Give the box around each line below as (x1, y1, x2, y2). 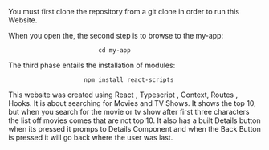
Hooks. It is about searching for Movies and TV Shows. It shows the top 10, (8, 99, 257, 107)
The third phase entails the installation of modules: (8, 60, 176, 70)
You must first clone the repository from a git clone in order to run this (8, 7, 239, 16)
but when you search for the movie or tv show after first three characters (8, 107, 250, 116)
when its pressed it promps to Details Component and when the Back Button (8, 124, 261, 133)
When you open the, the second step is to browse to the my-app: (8, 31, 223, 40)
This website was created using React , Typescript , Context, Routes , (8, 90, 238, 99)
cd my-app (97, 47, 131, 55)
